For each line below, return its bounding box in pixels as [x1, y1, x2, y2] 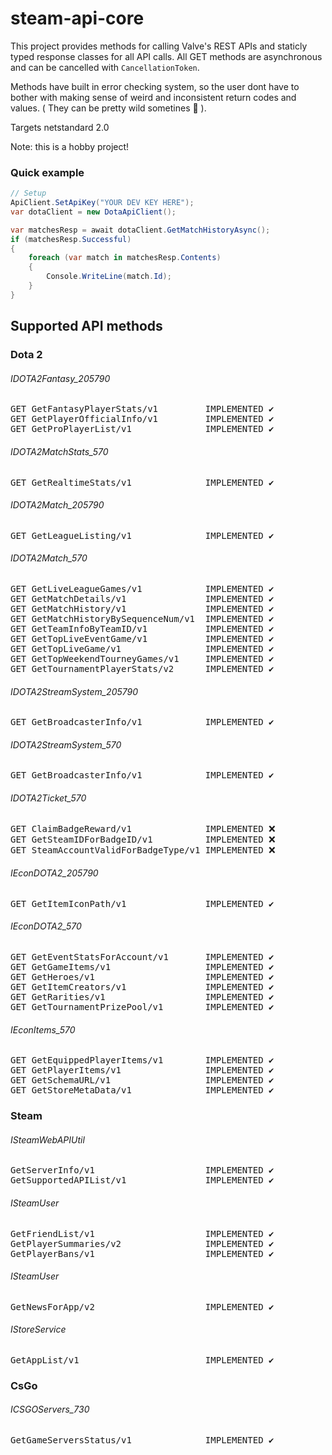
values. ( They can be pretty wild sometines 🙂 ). [10, 102, 207, 114]
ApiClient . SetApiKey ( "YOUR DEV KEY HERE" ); [10, 198, 195, 208]
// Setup [10, 188, 47, 199]
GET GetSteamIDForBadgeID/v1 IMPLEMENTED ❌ [10, 833, 276, 845]
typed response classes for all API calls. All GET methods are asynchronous [10, 50, 323, 62]
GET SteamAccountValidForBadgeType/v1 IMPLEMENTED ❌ [10, 844, 276, 856]
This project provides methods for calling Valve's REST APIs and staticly [10, 40, 308, 52]
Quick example [10, 165, 85, 179]
